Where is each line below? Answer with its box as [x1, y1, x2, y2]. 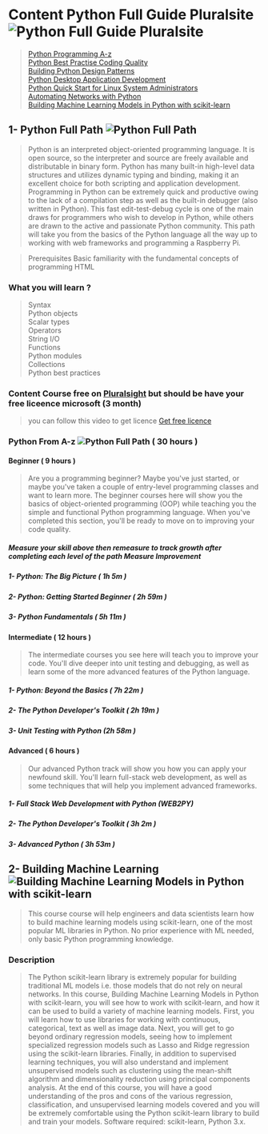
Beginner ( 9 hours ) [8, 456, 76, 465]
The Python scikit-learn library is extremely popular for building [27, 972, 238, 981]
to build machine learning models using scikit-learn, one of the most [27, 917, 254, 927]
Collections [27, 360, 66, 369]
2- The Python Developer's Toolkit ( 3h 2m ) [8, 819, 157, 829]
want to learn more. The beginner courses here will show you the [27, 490, 243, 501]
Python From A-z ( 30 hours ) [8, 436, 198, 447]
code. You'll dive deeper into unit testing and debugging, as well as [27, 658, 250, 669]
